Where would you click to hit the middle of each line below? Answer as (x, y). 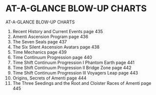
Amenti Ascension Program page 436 (50, 37)
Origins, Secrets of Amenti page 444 (49, 78)
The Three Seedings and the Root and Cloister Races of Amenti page (82, 83)
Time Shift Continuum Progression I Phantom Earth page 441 (73, 62)
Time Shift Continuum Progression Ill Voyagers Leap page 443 (75, 73)
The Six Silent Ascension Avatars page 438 (56, 47)
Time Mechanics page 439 (40, 52)
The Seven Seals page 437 (40, 41)
